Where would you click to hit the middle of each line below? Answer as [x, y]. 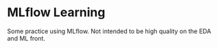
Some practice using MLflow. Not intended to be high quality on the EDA [109, 31]
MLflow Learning [56, 13]
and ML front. [26, 38]
